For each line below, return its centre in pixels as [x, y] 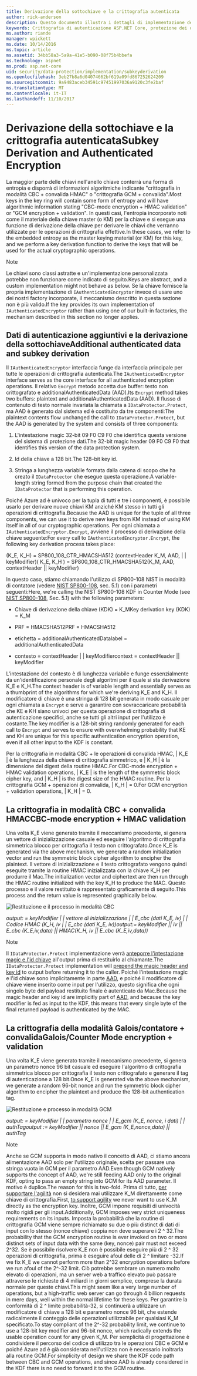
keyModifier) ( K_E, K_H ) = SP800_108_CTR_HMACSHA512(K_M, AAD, [90, 562]
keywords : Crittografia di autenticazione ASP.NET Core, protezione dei [97, 28]
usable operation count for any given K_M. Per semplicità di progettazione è [98, 1337]
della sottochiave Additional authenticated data [94, 344]
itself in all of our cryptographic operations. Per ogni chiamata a [83, 526]
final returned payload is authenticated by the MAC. [68, 1010]
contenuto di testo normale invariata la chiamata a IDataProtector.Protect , [97, 405]
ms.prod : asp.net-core [34, 66]
